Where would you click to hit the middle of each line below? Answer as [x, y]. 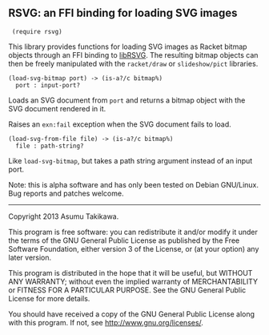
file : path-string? [50, 146]
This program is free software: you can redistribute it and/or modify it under [133, 232]
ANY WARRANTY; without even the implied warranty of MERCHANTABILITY [133, 281]
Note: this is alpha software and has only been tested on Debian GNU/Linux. [133, 184]
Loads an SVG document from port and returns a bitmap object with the [127, 100]
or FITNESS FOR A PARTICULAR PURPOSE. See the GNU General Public [127, 290]
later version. [30, 257]
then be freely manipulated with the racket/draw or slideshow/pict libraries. [133, 63]
